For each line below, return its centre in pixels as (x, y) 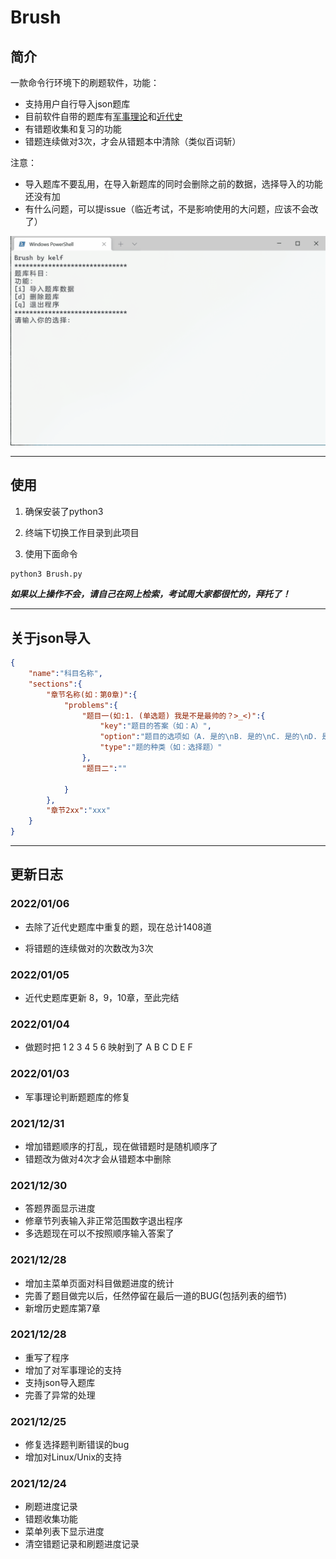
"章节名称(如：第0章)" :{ (92, 694)
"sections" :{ (55, 684)
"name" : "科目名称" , (65, 674)
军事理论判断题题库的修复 (77, 1097)
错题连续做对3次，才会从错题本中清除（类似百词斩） (133, 141)
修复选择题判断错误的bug (77, 1445)
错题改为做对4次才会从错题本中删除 (98, 1158)
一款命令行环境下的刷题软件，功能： (85, 82)
